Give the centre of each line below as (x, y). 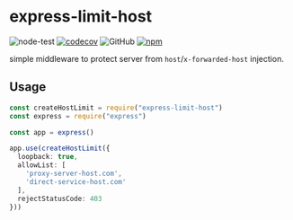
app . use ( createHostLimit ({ (60, 149)
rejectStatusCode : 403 (60, 198)
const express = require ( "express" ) (78, 116)
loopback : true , (48, 157)
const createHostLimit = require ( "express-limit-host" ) (116, 108)
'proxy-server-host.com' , (74, 173)
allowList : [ (42, 165)
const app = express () (52, 132)
